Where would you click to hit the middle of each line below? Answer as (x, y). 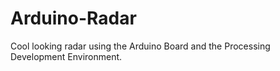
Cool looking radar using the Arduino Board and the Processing (140, 46)
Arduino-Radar (73, 18)
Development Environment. (66, 56)
